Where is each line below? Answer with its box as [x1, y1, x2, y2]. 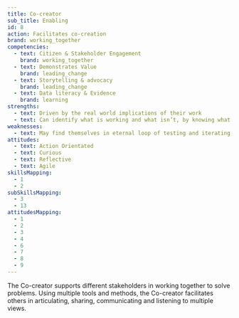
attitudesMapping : [7, 209, 62, 216]
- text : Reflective [14, 156, 72, 164]
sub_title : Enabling [7, 17, 69, 24]
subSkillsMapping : [7, 189, 62, 196]
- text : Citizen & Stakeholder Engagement [14, 51, 142, 58]
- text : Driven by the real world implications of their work [14, 110, 202, 117]
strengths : [7, 103, 40, 110]
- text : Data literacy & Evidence [14, 90, 116, 97]
